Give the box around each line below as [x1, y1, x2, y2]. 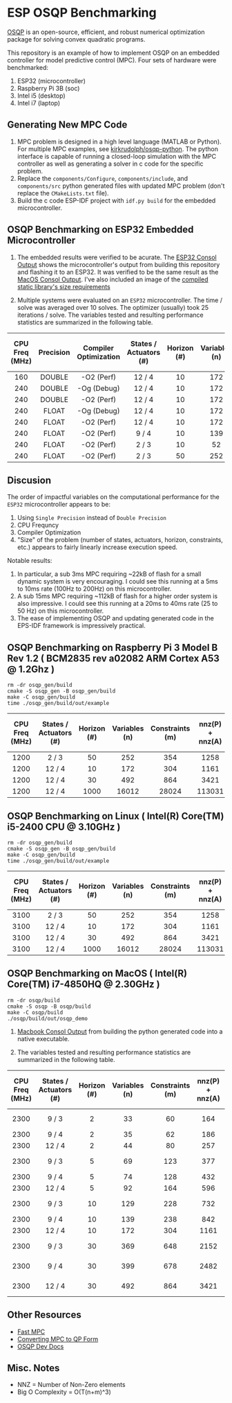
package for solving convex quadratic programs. [7, 35, 146, 43]
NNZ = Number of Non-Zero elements [17, 1381, 126, 1389]
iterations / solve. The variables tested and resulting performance [17, 311, 204, 319]
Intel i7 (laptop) [17, 98, 61, 107]
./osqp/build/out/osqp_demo [7, 1015, 88, 1022]
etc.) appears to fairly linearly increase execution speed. [17, 543, 178, 552]
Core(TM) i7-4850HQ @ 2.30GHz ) [7, 979, 160, 991]
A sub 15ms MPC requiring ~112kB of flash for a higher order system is [17, 592, 218, 600]
